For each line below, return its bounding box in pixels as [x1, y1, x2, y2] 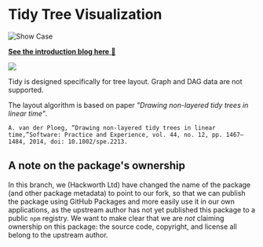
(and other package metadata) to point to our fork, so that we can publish [8, 188, 246, 197]
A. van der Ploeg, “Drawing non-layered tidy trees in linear [8, 124, 216, 131]
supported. [8, 85, 44, 94]
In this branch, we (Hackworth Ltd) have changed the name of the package [8, 179, 251, 190]
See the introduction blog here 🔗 [8, 46, 116, 56]
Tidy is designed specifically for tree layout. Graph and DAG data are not [8, 76, 243, 86]
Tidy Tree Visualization [8, 6, 163, 24]
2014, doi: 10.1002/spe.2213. [28, 138, 128, 146]
